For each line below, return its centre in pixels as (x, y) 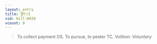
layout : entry (20, 9)
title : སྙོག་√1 (18, 14)
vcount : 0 (15, 23)
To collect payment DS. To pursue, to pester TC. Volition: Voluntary (84, 37)
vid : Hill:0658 (20, 18)
